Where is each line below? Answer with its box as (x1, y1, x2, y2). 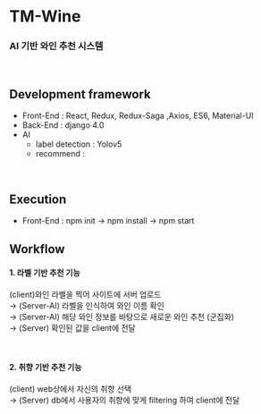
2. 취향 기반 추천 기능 (9, 362, 82, 373)
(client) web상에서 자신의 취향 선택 (9, 383, 132, 394)
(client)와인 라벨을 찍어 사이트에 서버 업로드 (9, 289, 162, 300)
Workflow (9, 241, 65, 257)
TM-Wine (9, 6, 81, 27)
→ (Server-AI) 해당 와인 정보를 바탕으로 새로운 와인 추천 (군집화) (9, 311, 235, 322)
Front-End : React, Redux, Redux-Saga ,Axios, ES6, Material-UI (21, 110, 254, 122)
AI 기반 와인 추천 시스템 (9, 40, 104, 53)
